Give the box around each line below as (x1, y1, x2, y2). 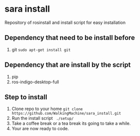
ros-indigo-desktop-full (11, 79, 60, 85)
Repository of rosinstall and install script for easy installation (4, 19, 126, 25)
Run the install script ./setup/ (11, 116, 74, 121)
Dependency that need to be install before (4, 34, 135, 42)
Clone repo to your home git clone (11, 106, 83, 112)
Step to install (4, 93, 47, 101)
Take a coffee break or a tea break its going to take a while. (11, 120, 131, 126)
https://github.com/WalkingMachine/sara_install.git (11, 111, 121, 116)
